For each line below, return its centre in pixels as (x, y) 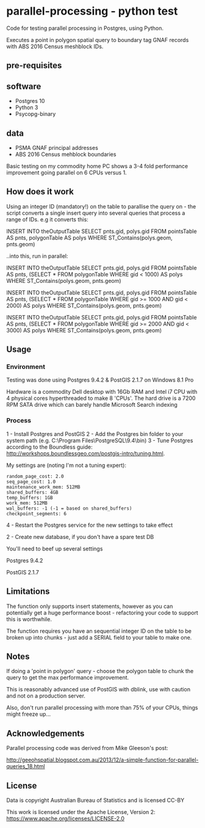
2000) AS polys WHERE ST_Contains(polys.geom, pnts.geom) (84, 305)
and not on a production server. (46, 696)
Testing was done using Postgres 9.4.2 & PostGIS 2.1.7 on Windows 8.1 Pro (100, 380)
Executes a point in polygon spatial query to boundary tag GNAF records (98, 40)
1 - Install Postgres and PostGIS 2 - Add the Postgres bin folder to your (95, 434)
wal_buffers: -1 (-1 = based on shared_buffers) (69, 508)
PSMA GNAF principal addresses (57, 148)
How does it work (40, 192)
